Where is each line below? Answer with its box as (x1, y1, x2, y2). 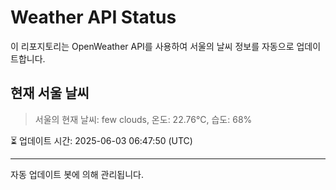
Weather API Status (10, 6, 177, 29)
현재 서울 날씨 (10, 85, 90, 102)
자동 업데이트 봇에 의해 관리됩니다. (10, 168, 144, 180)
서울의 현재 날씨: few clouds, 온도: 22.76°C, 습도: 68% (34, 113, 253, 125)
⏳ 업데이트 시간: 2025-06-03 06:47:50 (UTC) (10, 134, 193, 146)
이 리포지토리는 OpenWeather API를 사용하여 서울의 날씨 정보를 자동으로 (10, 40, 295, 52)
